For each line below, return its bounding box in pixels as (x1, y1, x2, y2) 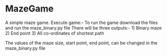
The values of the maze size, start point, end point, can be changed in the (5, 39, 158, 45)
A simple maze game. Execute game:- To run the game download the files (5, 19, 158, 25)
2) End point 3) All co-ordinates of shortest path (5, 30, 104, 36)
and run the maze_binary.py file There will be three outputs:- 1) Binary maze (5, 24, 162, 30)
